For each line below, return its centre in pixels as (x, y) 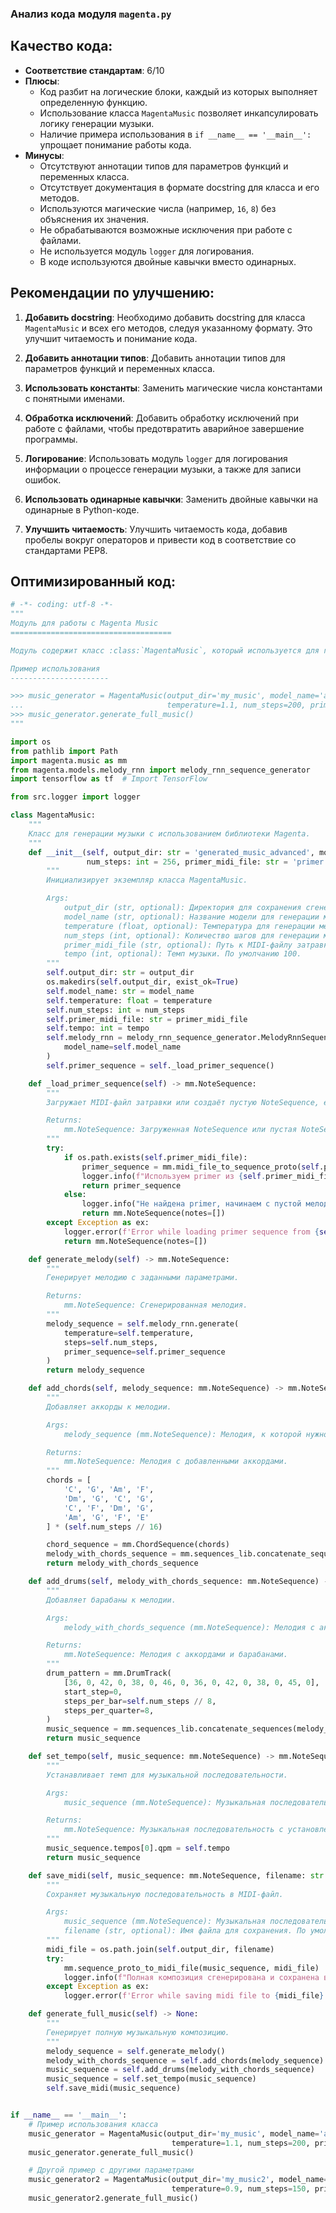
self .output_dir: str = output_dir (120, 973)
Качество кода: (61, 46)
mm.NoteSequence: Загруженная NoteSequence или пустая (180, 1130)
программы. (51, 439)
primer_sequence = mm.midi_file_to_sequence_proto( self (200, 1167)
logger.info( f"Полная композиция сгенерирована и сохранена (191, 1977)
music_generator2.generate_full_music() (113, 2198)
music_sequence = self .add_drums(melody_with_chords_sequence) (180, 2070)
